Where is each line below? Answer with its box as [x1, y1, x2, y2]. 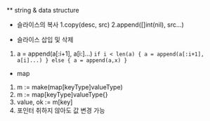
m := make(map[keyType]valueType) [16, 83, 124, 91]
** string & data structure [6, 6, 79, 14]
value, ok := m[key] [16, 98, 73, 106]
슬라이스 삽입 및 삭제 [16, 35, 74, 44]
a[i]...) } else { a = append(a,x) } [16, 57, 128, 64]
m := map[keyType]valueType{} [16, 91, 108, 98]
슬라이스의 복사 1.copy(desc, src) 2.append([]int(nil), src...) [16, 20, 184, 29]
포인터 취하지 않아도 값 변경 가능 [16, 106, 105, 115]
